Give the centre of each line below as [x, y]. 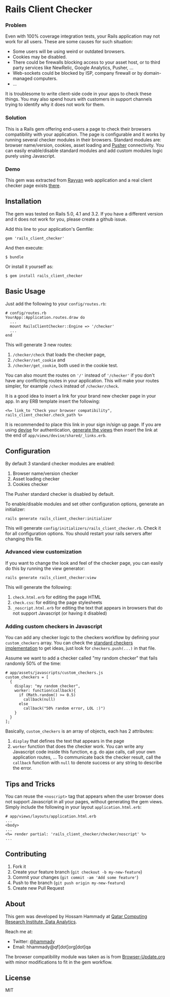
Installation [23, 202]
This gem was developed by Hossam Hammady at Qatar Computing [76, 916]
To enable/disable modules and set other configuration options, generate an [85, 504]
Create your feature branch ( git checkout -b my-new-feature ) [77, 872]
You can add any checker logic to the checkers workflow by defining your [82, 638]
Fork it [19, 866]
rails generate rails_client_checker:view [51, 578]
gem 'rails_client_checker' [35, 238]
